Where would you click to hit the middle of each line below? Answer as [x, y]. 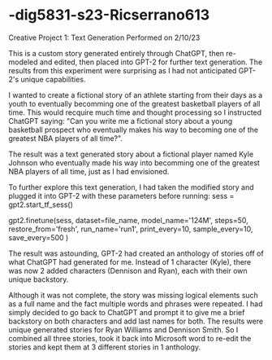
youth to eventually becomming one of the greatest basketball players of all [134, 103]
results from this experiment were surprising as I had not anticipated [123, 70]
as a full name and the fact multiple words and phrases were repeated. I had [136, 304]
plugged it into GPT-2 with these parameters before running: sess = [121, 195]
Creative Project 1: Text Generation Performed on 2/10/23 [104, 37]
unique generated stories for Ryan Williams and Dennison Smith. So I [123, 329]
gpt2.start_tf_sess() [41, 204]
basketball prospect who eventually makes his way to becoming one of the [133, 130]
